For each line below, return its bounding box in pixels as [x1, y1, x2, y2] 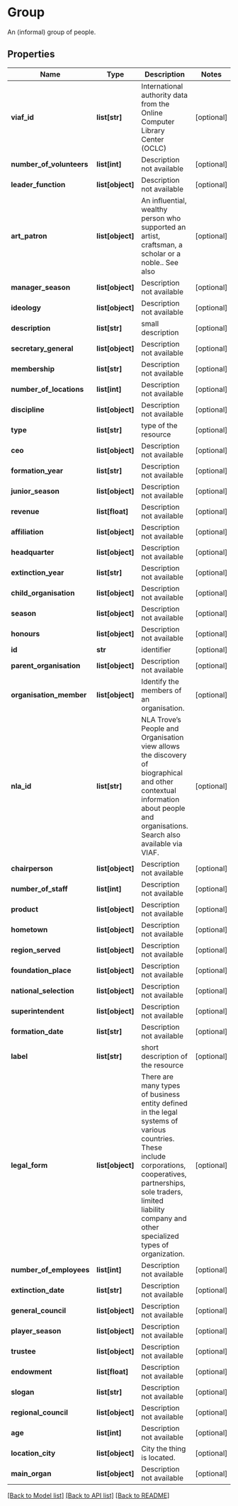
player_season [11, 1326, 62, 1336]
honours [11, 629, 40, 639]
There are [141, 1072, 174, 1081]
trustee [11, 1346, 37, 1356]
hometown [11, 924, 48, 934]
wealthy [141, 204, 168, 214]
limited [141, 1196, 164, 1206]
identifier [141, 644, 171, 654]
